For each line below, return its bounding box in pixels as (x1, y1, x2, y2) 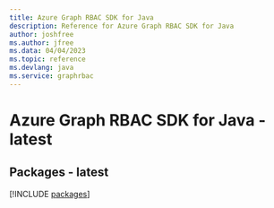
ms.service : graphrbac (9, 72, 94, 81)
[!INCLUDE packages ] (9, 188, 90, 199)
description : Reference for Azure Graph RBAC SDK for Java (9, 22, 235, 30)
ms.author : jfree (9, 38, 74, 48)
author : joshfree (9, 30, 74, 39)
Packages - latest (9, 165, 109, 180)
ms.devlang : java (9, 64, 74, 73)
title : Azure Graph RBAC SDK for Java (9, 13, 154, 22)
